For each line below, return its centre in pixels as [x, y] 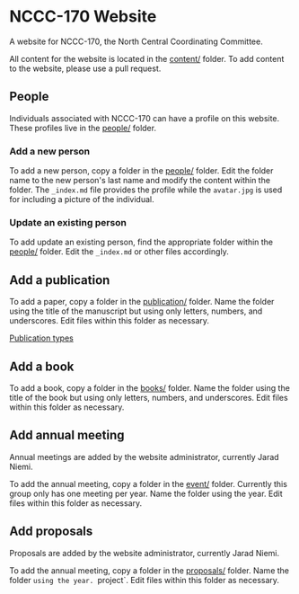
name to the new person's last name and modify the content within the [140, 181]
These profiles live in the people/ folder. [83, 128]
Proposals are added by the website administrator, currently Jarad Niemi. [145, 553]
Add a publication [60, 280]
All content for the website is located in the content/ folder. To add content [147, 58]
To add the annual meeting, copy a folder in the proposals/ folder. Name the [149, 570]
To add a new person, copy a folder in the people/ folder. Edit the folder [141, 171]
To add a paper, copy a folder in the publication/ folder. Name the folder [142, 302]
